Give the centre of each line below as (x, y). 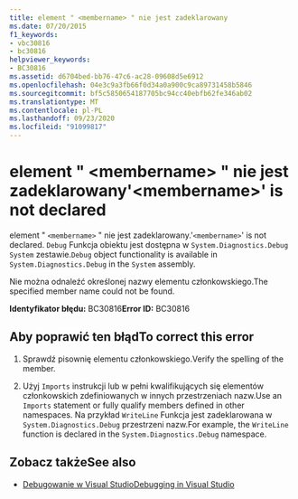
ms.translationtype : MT (54, 102)
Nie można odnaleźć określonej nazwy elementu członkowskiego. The (139, 281)
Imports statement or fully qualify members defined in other (134, 405)
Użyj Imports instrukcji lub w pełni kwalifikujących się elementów (143, 386)
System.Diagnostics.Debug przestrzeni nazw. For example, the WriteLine (155, 424)
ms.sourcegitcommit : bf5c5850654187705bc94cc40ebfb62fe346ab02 (131, 93)
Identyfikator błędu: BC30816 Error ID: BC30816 (100, 308)
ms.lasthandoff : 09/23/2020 (62, 118)
